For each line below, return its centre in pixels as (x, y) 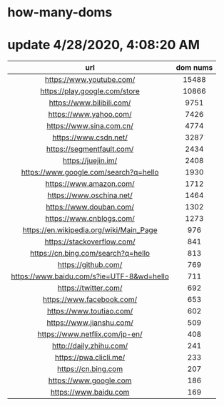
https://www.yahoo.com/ (90, 115)
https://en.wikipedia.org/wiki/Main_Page (90, 230)
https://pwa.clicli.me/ (90, 358)
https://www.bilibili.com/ (90, 103)
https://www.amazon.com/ (90, 184)
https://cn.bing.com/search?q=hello (90, 254)
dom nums (194, 68)
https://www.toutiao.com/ (90, 311)
